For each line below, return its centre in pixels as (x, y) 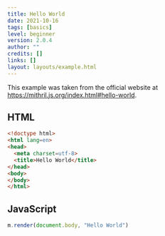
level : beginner (31, 34)
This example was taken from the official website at (83, 87)
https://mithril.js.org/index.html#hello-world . (72, 95)
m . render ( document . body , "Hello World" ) (68, 225)
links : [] (22, 61)
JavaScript (32, 209)
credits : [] (25, 54)
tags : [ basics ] (30, 27)
